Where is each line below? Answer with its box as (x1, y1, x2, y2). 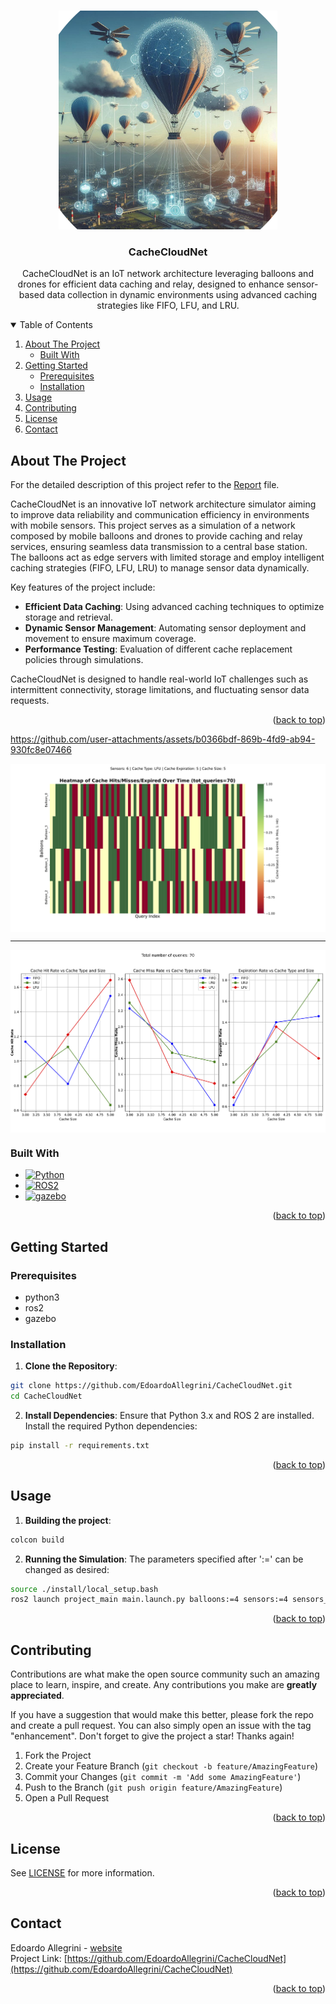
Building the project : (24, 1514, 112, 1526)
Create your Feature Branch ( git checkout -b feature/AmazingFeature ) (24, 1760, 319, 1772)
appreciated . (10, 1690, 65, 1702)
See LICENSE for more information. (10, 1866, 155, 1879)
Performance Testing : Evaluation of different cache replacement (24, 643, 293, 655)
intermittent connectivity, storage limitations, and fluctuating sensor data (10, 684, 310, 696)
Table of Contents (19, 319, 93, 331)
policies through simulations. (24, 654, 144, 666)
